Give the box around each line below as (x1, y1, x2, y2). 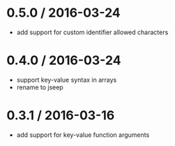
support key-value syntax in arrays (16, 75, 117, 84)
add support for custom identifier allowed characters (16, 28, 169, 36)
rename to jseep (16, 82, 63, 92)
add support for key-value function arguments (16, 131, 150, 139)
